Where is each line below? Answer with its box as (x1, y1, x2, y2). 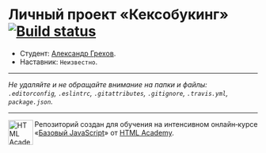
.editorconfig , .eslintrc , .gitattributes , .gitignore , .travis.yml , (8, 88, 228, 98)
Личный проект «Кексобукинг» (8, 6, 229, 24)
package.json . (8, 97, 53, 106)
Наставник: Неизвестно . (19, 57, 98, 67)
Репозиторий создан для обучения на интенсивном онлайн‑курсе (34, 119, 258, 128)
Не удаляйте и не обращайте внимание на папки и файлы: (8, 79, 207, 89)
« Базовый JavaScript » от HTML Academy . (34, 128, 174, 137)
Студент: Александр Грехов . (19, 48, 116, 58)
